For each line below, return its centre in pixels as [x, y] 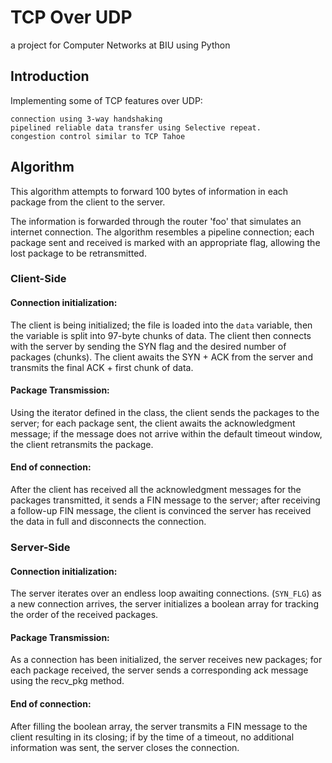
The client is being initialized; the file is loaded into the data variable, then [161, 325]
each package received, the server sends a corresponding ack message [159, 670]
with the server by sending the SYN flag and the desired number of [148, 346]
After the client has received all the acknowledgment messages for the [156, 490]
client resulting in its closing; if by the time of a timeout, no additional [152, 737]
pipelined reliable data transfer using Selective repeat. [136, 127]
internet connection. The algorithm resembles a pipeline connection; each [162, 232]
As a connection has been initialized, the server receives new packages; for [166, 660]
